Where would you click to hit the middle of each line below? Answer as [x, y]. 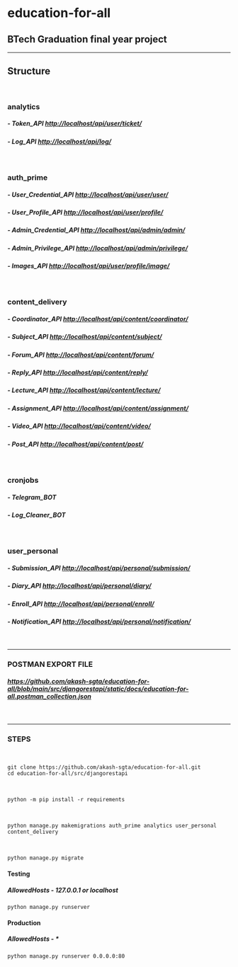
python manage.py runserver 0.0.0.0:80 [66, 956]
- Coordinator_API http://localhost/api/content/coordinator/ [98, 319]
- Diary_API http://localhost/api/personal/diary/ [79, 586]
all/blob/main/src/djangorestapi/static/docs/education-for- [98, 689]
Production [24, 922]
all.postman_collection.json [50, 696]
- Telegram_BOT [32, 497]
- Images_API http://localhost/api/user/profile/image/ [89, 266]
